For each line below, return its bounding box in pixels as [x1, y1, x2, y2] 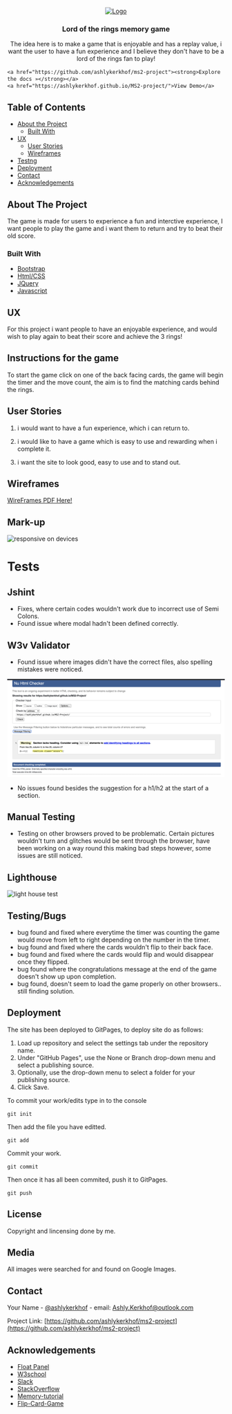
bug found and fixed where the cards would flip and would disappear [17, 950, 214, 958]
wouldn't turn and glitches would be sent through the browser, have [17, 837, 211, 845]
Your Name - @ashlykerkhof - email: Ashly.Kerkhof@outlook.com [7, 1303, 194, 1312]
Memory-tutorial [17, 1392, 64, 1400]
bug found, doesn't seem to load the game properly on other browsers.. [17, 979, 222, 988]
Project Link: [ [7, 1317, 47, 1325]
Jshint [7, 586, 35, 598]
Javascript [17, 287, 48, 295]
